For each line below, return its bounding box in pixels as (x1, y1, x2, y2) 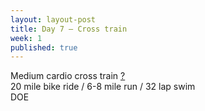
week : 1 (10, 33, 43, 43)
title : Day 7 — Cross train (10, 24, 128, 34)
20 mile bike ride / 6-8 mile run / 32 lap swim (10, 81, 196, 93)
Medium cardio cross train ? (10, 70, 126, 82)
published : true (10, 42, 78, 53)
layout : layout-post (10, 14, 97, 25)
